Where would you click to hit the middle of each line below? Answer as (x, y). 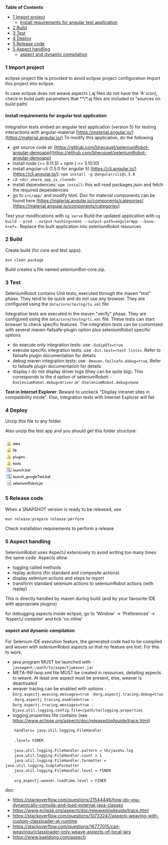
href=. (12, 227)
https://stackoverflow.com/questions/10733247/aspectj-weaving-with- (86, 816)
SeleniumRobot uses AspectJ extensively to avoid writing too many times (81, 552)
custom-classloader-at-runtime (45, 821)
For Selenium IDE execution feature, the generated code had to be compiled (83, 642)
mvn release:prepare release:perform (45, 519)
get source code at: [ (34, 147)
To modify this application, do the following (109, 137)
